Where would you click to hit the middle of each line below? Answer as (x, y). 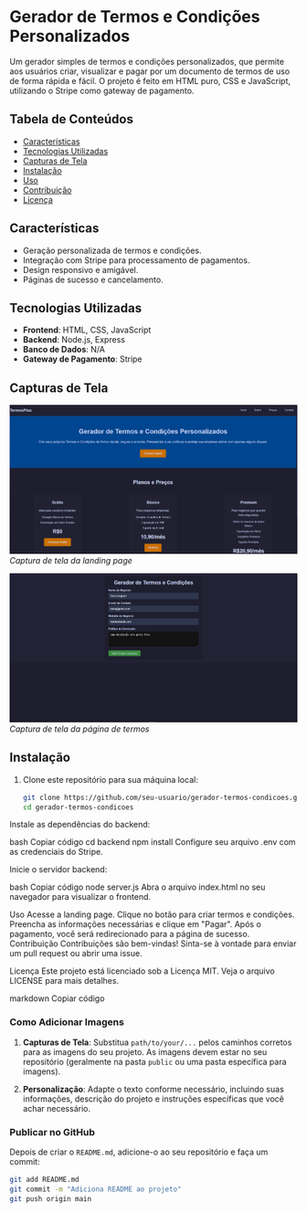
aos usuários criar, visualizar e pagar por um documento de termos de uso (150, 71)
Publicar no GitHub (53, 1132)
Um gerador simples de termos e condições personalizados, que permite (147, 61)
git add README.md (44, 1180)
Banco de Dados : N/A (64, 350)
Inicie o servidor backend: (58, 870)
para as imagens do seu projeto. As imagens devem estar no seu (145, 1051)
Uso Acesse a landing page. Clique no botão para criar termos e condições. (152, 914)
